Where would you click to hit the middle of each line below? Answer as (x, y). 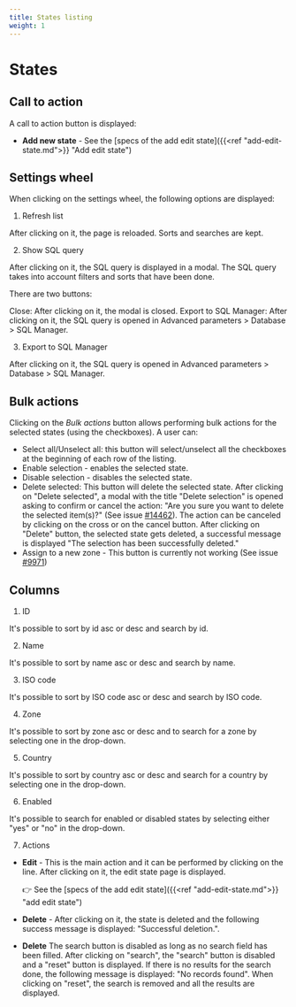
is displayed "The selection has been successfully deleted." (130, 543)
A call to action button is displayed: (73, 123)
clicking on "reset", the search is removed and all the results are (138, 983)
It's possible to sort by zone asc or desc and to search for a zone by (133, 731)
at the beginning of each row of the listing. (99, 459)
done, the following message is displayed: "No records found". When (148, 973)
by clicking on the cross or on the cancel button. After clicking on (141, 525)
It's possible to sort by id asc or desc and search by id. (109, 628)
